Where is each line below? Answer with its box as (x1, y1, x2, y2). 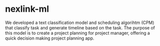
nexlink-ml (5, 3, 49, 15)
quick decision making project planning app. (5, 35, 94, 41)
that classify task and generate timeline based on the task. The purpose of (5, 24, 155, 30)
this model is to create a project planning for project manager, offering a (5, 30, 150, 36)
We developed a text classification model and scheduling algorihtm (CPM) (5, 20, 155, 25)
